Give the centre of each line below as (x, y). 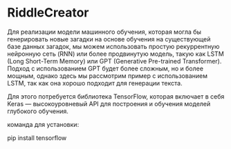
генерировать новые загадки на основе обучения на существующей (109, 39)
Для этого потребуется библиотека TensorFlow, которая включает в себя (116, 96)
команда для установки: (43, 124)
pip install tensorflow (37, 138)
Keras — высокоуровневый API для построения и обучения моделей (109, 103)
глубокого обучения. (38, 111)
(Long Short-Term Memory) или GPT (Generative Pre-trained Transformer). (114, 61)
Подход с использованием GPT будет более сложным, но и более (105, 68)
